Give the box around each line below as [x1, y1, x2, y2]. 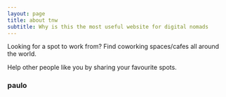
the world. [7, 50, 37, 58]
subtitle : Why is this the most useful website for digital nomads [7, 23, 209, 30]
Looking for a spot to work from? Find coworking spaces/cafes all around [7, 43, 220, 51]
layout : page [7, 10, 46, 17]
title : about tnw [7, 17, 58, 24]
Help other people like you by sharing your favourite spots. [7, 64, 177, 72]
